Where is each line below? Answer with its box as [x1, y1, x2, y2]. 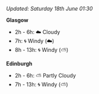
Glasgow [6, 17, 28, 23]
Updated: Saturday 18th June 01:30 [6, 5, 93, 12]
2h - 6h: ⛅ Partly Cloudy [14, 72, 76, 79]
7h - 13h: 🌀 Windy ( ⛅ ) [14, 81, 68, 88]
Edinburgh [6, 60, 33, 67]
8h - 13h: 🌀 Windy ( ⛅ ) [14, 46, 69, 53]
